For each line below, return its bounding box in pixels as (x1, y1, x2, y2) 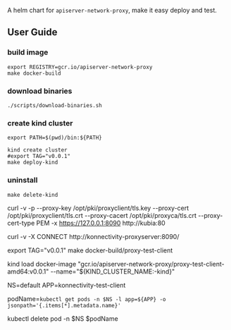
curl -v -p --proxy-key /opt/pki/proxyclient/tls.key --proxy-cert (7, 204, 189, 212)
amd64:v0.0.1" (7, 267, 49, 276)
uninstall (7, 176, 38, 185)
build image (7, 47, 49, 57)
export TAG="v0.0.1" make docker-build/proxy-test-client (7, 246, 173, 255)
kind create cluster (7, 147, 68, 154)
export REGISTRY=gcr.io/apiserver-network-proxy (7, 63, 153, 71)
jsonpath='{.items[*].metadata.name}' (7, 302, 121, 309)
